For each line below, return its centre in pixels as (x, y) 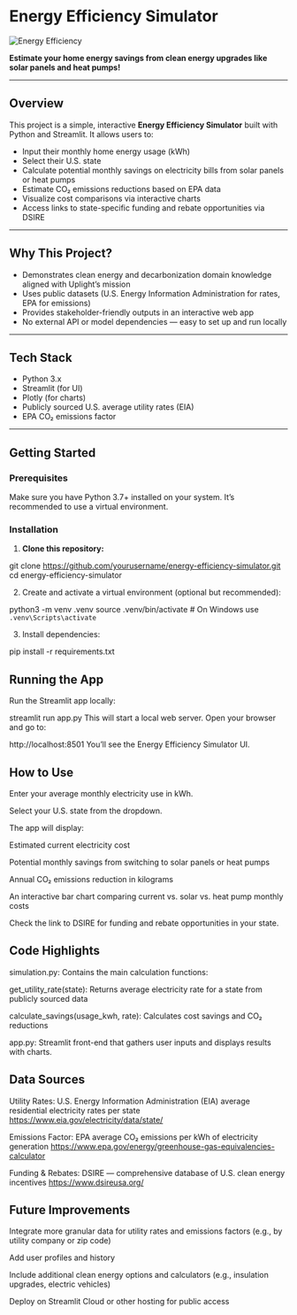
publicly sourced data (49, 998)
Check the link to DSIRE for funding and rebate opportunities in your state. (144, 923)
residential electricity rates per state (75, 1110)
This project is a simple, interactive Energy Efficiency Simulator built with (144, 125)
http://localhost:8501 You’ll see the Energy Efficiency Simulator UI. (129, 744)
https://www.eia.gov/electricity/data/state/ (86, 1119)
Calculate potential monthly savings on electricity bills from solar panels (153, 170)
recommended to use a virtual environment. (89, 507)
